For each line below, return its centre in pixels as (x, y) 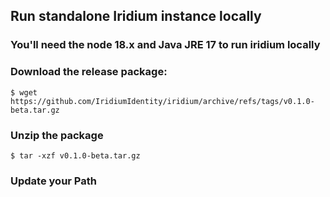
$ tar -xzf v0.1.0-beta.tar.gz (75, 155)
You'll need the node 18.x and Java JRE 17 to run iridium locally (165, 45)
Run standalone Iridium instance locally (136, 16)
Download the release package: (89, 72)
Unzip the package (57, 135)
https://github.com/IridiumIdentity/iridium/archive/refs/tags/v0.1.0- (162, 101)
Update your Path (53, 181)
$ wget (24, 92)
